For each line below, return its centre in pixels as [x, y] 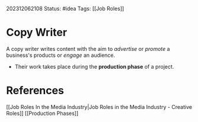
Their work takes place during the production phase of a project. [94, 66]
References [35, 91]
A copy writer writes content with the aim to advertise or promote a [88, 49]
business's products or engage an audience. [61, 55]
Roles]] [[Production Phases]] [42, 113]
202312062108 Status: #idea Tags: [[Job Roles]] [65, 9]
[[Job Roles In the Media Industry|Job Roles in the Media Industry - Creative [99, 107]
